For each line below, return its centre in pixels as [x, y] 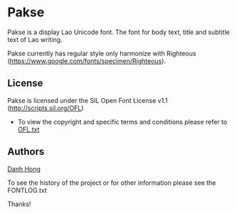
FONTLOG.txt [27, 190]
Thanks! [19, 204]
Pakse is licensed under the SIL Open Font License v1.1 [88, 100]
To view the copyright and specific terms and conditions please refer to [122, 122]
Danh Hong [24, 168]
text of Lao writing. [35, 39]
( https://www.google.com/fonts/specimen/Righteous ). [86, 60]
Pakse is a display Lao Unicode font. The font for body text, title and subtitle [118, 32]
